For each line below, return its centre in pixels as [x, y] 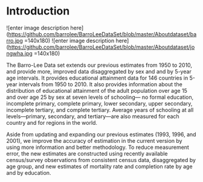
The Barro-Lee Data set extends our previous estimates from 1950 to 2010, [99, 65]
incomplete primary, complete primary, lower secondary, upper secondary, [99, 103]
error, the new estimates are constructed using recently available [87, 153]
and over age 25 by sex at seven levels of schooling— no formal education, [100, 97]
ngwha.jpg [20, 53]
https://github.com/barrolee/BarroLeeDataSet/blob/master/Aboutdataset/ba [102, 34]
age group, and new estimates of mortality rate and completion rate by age [99, 166]
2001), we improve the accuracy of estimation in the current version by [94, 140]
